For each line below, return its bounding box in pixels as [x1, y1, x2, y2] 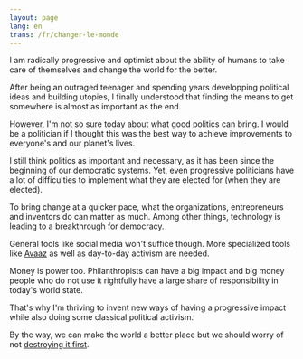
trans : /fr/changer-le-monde [9, 30, 119, 39]
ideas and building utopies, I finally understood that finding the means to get [9, 91, 294, 102]
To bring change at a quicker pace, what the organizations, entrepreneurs [9, 202, 284, 213]
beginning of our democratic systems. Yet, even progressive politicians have [9, 165, 295, 176]
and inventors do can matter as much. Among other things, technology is [9, 212, 281, 222]
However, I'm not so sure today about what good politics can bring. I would [9, 118, 289, 129]
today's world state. [9, 285, 83, 296]
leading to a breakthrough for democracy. [9, 221, 165, 231]
